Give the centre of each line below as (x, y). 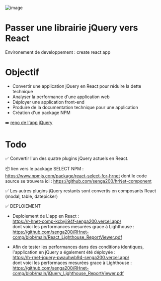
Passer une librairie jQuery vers (72, 28)
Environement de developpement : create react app (58, 52)
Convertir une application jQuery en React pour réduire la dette (77, 86)
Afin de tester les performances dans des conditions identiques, (78, 247)
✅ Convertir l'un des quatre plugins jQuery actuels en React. (67, 158)
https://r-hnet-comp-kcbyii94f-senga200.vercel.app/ (67, 221)
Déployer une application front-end (48, 102)
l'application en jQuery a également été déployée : (64, 252)
